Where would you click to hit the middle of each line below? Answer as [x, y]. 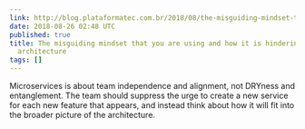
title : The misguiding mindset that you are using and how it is [135, 43]
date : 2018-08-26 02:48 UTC [63, 26]
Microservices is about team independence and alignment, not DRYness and [152, 86]
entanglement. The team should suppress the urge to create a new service [149, 95]
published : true [40, 35]
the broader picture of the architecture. [83, 115]
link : [20, 18]
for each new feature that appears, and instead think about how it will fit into [152, 105]
